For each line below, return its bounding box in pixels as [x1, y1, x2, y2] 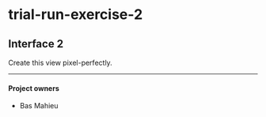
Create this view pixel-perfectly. [8, 58, 112, 67]
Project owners [8, 83, 59, 92]
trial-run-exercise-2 [8, 6, 143, 24]
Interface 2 [8, 37, 64, 51]
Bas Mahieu [19, 101, 59, 111]
